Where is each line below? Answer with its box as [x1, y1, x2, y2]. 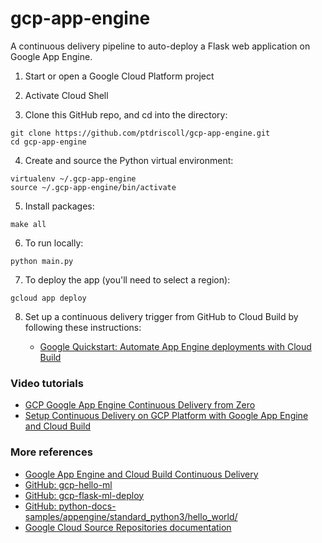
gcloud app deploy [10, 293, 87, 303]
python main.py [10, 256, 74, 266]
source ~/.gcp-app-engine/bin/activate [10, 182, 177, 192]
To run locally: [24, 237, 84, 249]
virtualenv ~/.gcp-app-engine [10, 173, 137, 184]
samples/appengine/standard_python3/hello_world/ [24, 510, 238, 522]
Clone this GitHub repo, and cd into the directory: [24, 108, 228, 121]
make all [10, 219, 47, 229]
